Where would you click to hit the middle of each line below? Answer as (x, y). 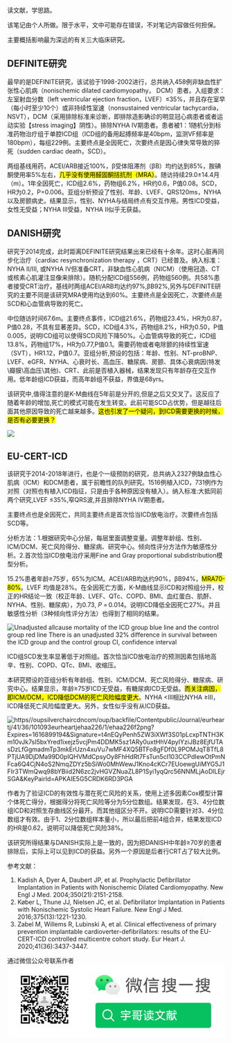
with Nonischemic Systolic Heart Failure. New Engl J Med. (100, 910)
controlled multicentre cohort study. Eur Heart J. (116, 939)
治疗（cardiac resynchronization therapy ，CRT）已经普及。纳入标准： (121, 260)
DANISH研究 (34, 234)
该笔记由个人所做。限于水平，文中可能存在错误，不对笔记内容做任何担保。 (113, 25)
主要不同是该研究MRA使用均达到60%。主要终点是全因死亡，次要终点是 (121, 294)
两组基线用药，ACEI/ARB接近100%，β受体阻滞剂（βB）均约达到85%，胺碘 (114, 166)
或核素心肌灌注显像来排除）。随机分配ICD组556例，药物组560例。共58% (110, 277)
